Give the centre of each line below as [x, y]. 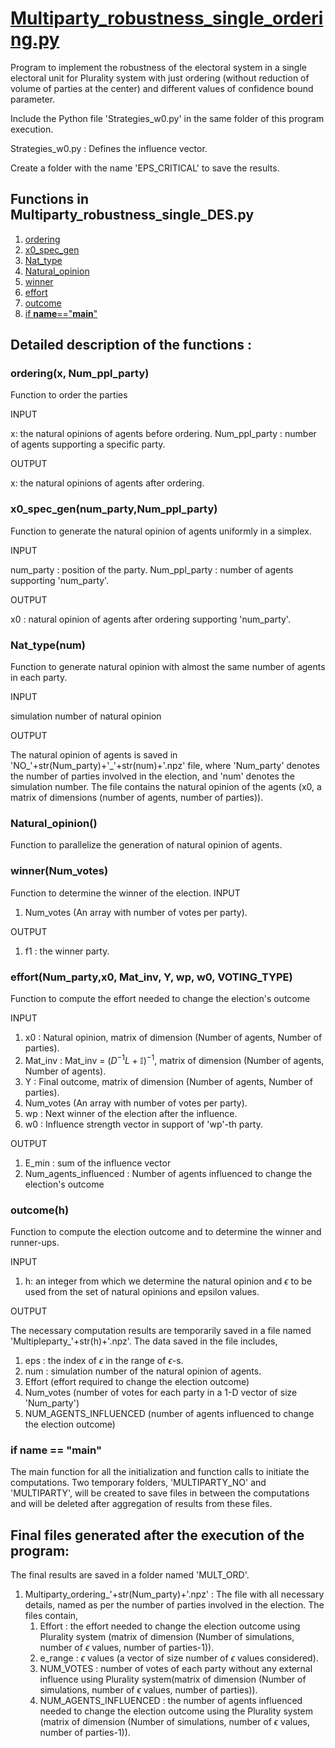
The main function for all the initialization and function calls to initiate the [160, 1472]
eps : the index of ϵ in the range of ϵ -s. [104, 1360]
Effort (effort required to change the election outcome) [137, 1381]
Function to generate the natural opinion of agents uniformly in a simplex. [161, 531]
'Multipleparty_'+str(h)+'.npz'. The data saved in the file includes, [144, 1341]
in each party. [39, 678]
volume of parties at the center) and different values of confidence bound [162, 88]
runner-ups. [35, 1242]
